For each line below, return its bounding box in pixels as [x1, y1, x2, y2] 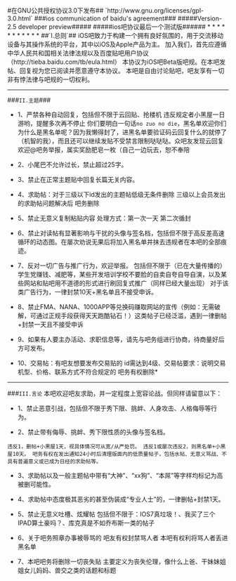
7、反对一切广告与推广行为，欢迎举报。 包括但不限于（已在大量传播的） [17, 261, 226, 270]
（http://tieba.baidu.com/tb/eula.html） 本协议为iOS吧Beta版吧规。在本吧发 [7, 58, 226, 66]
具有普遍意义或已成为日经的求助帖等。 [7, 458, 102, 465]
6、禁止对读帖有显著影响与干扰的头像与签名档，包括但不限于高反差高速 [17, 229, 225, 237]
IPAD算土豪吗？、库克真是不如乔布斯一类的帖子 [17, 518, 155, 527]
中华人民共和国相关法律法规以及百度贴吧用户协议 [7, 49, 149, 57]
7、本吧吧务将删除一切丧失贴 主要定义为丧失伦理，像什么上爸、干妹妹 [17, 557, 220, 566]
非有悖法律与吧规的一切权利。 [7, 75, 93, 84]
